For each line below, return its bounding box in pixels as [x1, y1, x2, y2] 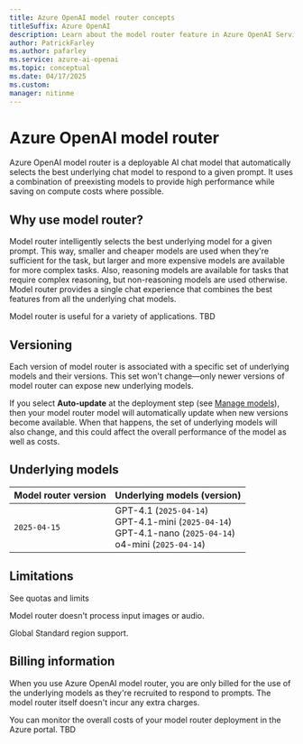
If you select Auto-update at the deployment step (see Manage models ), [9, 398, 280, 409]
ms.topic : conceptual [9, 64, 91, 73]
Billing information [9, 654, 115, 669]
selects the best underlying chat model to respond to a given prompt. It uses [9, 167, 293, 178]
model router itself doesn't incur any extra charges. [9, 696, 200, 708]
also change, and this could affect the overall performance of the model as [9, 427, 287, 437]
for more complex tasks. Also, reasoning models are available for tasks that [9, 265, 289, 276]
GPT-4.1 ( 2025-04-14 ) [115, 504, 209, 517]
